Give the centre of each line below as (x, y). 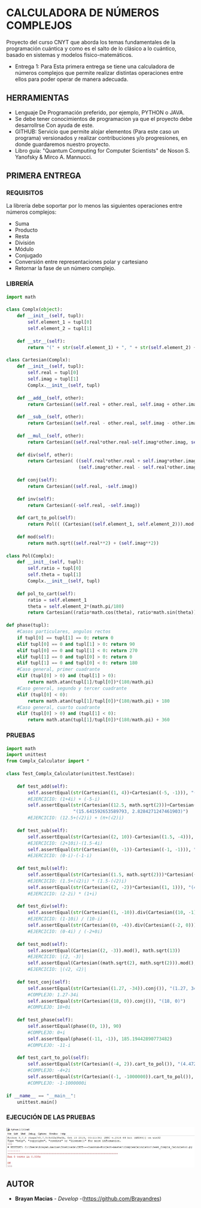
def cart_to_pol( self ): (47, 518)
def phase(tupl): (28, 626)
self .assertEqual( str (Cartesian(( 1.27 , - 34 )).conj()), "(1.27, (108, 988)
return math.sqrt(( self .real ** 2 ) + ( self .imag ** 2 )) (94, 543)
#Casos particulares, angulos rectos (64, 632)
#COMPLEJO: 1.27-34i (53, 995)
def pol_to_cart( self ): (47, 594)
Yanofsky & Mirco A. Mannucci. (54, 157)
